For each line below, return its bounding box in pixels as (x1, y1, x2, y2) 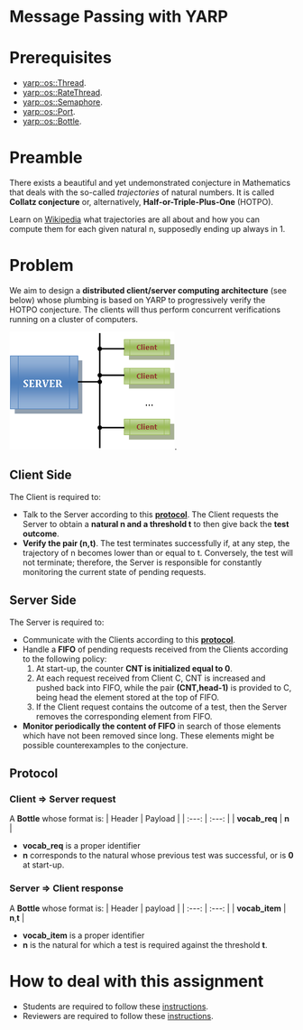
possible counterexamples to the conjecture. (22, 739, 188, 750)
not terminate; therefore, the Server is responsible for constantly (22, 557, 262, 568)
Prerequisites (9, 48, 113, 69)
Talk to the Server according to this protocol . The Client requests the (22, 508, 280, 520)
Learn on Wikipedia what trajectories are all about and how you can (9, 214, 260, 225)
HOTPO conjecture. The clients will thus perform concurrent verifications (9, 304, 281, 315)
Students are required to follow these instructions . (22, 1000, 209, 1012)
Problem (9, 255, 74, 276)
